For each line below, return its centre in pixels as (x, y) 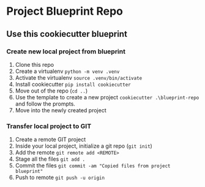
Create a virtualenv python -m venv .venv (67, 71)
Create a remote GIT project (50, 140)
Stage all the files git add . (50, 159)
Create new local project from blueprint (66, 52)
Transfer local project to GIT (49, 126)
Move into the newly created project (61, 110)
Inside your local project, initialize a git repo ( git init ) (84, 146)
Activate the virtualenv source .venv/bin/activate (79, 77)
